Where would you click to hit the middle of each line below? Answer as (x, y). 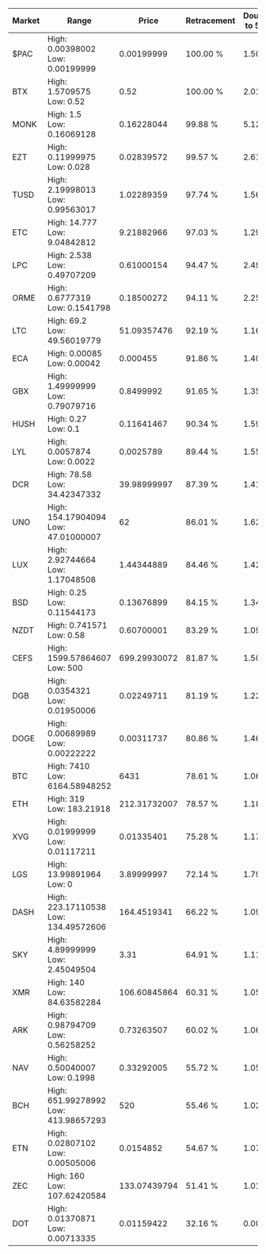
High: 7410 (68, 766)
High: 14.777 (72, 223)
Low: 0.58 (66, 635)
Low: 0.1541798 (79, 308)
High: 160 (66, 1176)
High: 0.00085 (75, 354)
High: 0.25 (67, 592)
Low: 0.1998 (71, 1077)
